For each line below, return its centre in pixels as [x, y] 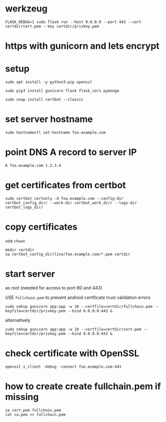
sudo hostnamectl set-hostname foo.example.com [56, 133]
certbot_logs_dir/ [24, 207]
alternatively [18, 320]
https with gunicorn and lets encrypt [82, 46]
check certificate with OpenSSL [72, 353]
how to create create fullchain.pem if [83, 386]
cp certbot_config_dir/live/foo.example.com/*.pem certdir [68, 254]
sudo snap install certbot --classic [44, 100]
